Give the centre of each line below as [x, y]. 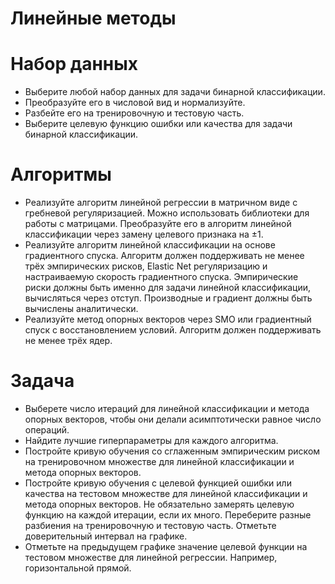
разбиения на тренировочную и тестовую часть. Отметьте [150, 525]
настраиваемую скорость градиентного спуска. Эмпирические [161, 277]
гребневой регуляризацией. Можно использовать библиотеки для [167, 213]
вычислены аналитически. [81, 309]
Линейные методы [93, 18]
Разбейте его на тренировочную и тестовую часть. [134, 113]
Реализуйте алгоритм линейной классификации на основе [150, 245]
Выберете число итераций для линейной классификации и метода [167, 408]
